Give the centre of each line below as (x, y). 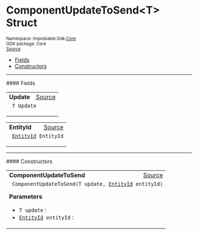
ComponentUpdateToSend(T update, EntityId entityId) (88, 184)
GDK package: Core (26, 44)
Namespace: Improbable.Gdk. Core (41, 38)
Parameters (26, 197)
